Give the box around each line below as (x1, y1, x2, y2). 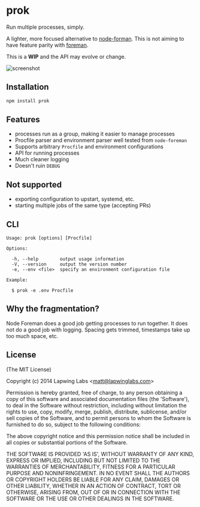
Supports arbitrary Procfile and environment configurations (14, 143, 163, 150)
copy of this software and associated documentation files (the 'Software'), (6, 395, 190, 402)
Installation (6, 82, 49, 92)
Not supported (6, 179, 62, 189)
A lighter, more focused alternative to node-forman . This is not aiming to (6, 35, 184, 42)
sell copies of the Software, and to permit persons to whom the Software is (6, 414, 192, 421)
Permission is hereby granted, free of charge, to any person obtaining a (6, 389, 183, 396)
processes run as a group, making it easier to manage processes (14, 130, 175, 138)
